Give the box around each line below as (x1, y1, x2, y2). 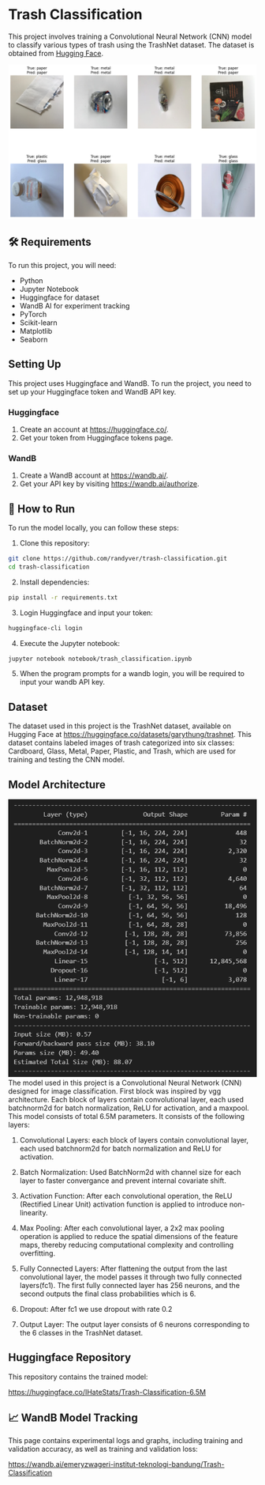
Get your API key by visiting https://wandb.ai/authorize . (19, 479, 200, 489)
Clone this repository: (19, 538, 90, 547)
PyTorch (19, 309, 47, 319)
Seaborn (19, 334, 48, 344)
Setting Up (8, 357, 62, 371)
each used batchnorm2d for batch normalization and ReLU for (19, 1143, 222, 1153)
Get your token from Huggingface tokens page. (19, 433, 174, 442)
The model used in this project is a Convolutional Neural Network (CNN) (8, 1078, 242, 1087)
